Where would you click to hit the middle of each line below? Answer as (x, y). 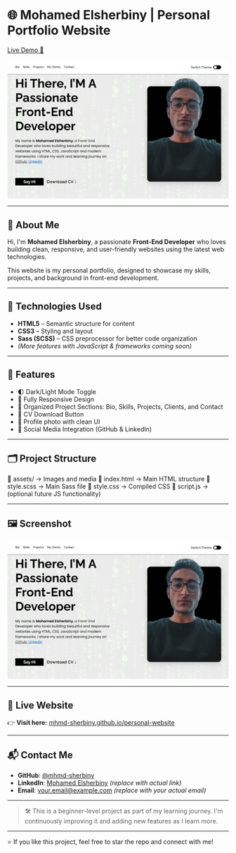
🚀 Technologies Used (54, 307)
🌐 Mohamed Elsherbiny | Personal (109, 15)
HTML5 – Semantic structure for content (76, 323)
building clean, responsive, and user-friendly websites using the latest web (116, 249)
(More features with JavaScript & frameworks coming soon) (104, 346)
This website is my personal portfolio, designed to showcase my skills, (109, 270)
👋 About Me (33, 225)
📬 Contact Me (40, 755)
